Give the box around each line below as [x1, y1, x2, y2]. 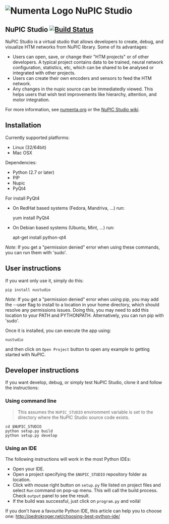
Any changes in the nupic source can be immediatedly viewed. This [12, 86, 153, 92]
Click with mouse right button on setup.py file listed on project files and [12, 482, 161, 488]
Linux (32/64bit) [12, 144, 46, 150]
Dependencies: [5, 159, 37, 165]
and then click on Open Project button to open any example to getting [5, 346, 150, 352]
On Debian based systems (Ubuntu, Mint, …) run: [12, 224, 115, 230]
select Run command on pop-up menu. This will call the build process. [12, 488, 158, 494]
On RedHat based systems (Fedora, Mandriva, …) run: [12, 205, 125, 211]
